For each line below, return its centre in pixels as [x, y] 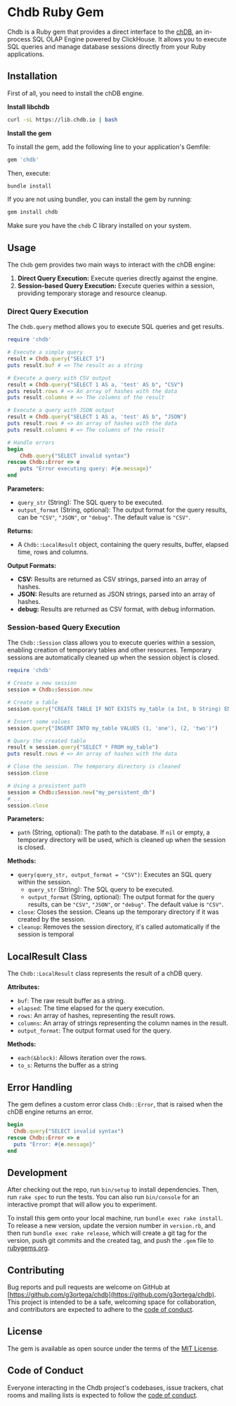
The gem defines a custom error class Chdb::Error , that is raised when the [115, 1104]
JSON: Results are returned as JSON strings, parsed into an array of [116, 594]
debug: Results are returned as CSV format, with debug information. [116, 610]
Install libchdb [28, 107]
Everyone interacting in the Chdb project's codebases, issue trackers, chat [115, 1387]
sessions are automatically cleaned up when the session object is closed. [113, 657]
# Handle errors [31, 443]
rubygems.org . [28, 1248]
